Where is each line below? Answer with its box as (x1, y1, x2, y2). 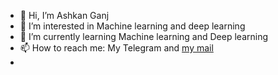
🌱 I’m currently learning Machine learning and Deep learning (19, 31, 269, 42)
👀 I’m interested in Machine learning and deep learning (19, 20, 246, 32)
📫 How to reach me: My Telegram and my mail (19, 42, 214, 54)
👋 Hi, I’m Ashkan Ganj (19, 10, 110, 21)
